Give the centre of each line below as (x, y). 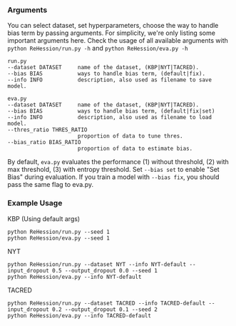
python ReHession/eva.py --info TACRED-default (79, 315)
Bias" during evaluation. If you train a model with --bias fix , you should (113, 177)
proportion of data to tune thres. (130, 136)
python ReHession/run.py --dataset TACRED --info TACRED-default (106, 303)
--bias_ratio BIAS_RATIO (44, 143)
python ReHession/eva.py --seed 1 (59, 238)
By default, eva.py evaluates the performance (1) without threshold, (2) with (118, 162)
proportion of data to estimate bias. (135, 149)
